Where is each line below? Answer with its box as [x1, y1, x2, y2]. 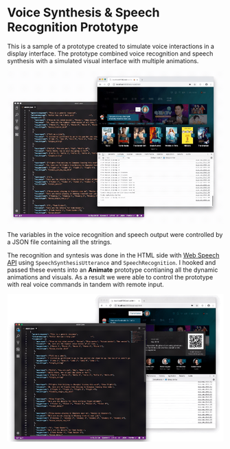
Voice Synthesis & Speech [7, 5, 160, 21]
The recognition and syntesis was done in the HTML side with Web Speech [7, 251, 220, 260]
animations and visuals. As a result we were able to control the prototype [7, 273, 214, 281]
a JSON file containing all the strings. [7, 238, 112, 246]
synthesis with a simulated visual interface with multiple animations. [7, 56, 199, 65]
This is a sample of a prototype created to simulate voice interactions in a [7, 42, 215, 50]
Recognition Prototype [7, 19, 139, 35]
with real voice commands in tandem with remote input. [7, 280, 165, 289]
